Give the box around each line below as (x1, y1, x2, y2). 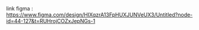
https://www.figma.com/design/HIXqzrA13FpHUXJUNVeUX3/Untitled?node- (6, 11, 193, 18)
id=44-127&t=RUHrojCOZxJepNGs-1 (6, 18, 96, 24)
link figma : (6, 5, 33, 12)
